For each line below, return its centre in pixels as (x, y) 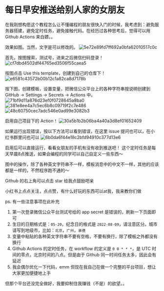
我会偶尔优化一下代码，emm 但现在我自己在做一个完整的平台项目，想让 (84, 267)
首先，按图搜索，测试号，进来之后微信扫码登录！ (54, 57)
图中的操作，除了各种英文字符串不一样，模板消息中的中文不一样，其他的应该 (82, 164)
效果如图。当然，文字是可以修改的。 (41, 47)
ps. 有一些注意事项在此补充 (32, 201)
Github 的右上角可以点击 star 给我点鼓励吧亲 (50, 180)
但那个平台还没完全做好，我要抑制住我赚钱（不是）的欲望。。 (66, 283)
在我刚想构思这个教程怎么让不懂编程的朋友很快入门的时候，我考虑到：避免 (80, 24)
